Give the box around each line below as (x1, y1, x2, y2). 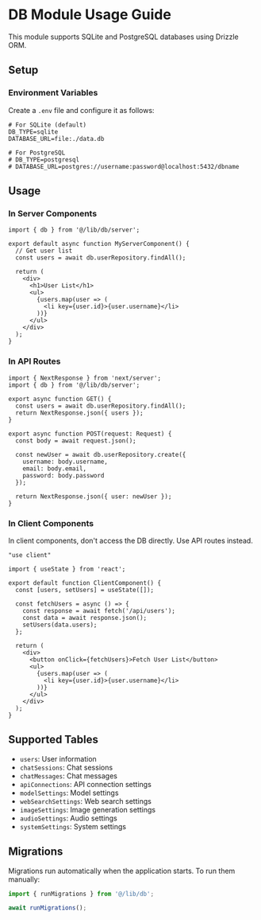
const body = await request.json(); (15, 436, 136, 445)
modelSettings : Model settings (19, 788, 119, 797)
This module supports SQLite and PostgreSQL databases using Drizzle (8, 32, 240, 41)
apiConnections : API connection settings (19, 779, 152, 789)
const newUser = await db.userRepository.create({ (15, 450, 186, 458)
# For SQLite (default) (8, 121, 87, 129)
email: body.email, (22, 464, 87, 473)
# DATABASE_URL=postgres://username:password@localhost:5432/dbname (8, 162, 240, 170)
